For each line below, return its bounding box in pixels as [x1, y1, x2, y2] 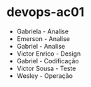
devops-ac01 [6, 4, 85, 20]
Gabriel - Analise [16, 42, 66, 50]
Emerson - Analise [16, 34, 71, 42]
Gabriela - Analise [16, 27, 69, 35]
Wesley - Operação [16, 71, 73, 80]
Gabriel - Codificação [16, 56, 79, 65]
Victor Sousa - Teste [16, 64, 76, 72]
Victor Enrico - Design [16, 49, 81, 58]
